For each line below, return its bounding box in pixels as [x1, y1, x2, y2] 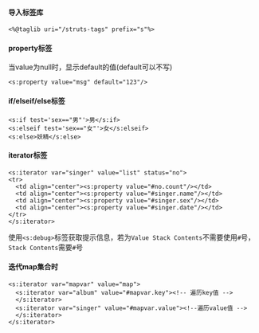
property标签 [8, 43, 53, 53]
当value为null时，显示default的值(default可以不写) [8, 62, 173, 72]
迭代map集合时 [8, 262, 58, 272]
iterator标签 [8, 151, 48, 160]
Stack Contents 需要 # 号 [8, 242, 84, 252]
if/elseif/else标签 [8, 96, 65, 105]
